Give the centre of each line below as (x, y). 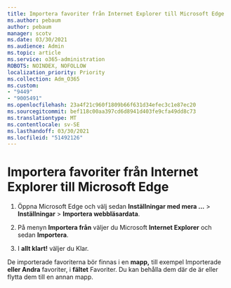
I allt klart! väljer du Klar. (53, 249)
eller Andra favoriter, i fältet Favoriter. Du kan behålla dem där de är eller (113, 270)
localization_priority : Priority (56, 72)
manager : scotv (29, 33)
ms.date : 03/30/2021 (38, 40)
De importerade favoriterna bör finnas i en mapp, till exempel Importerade (114, 262)
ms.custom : (23, 85)
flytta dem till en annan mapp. (50, 277)
